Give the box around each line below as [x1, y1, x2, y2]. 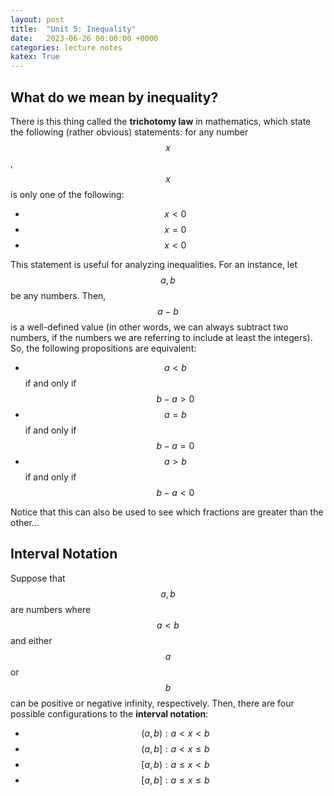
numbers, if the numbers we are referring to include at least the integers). [10, 331, 313, 343]
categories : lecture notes [10, 42, 123, 53]
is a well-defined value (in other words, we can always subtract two [10, 321, 289, 333]
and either [10, 634, 53, 646]
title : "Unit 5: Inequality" [10, 24, 137, 34]
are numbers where [10, 603, 92, 615]
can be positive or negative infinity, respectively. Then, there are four [10, 697, 295, 709]
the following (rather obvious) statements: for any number [10, 126, 249, 138]
